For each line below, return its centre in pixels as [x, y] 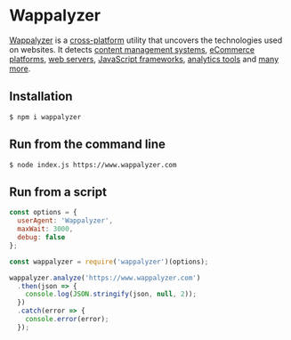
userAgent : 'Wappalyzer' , [65, 221]
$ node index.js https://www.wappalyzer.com [93, 165]
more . [20, 69]
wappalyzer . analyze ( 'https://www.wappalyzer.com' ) [105, 278]
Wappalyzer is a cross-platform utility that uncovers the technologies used [146, 40]
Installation [41, 97]
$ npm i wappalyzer [45, 117]
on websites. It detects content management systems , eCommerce [132, 49]
